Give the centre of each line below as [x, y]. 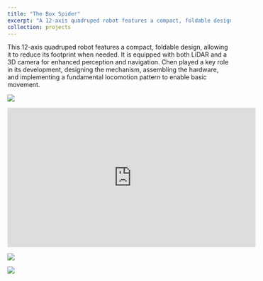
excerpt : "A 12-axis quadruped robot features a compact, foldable [109, 21]
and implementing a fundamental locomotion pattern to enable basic [107, 77]
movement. [24, 85]
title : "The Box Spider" [44, 14]
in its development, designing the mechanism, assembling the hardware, [113, 70]
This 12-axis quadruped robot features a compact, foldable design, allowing [118, 47]
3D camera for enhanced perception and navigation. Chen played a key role [118, 62]
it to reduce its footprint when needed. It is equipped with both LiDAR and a [117, 55]
